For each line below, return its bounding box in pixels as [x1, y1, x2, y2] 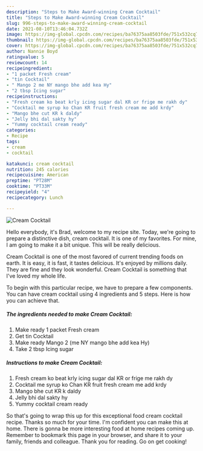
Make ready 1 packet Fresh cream [14, 326, 100, 333]
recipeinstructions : [6, 93, 59, 99]
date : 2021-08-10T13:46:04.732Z [6, 25, 88, 32]
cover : [6, 43, 23, 49]
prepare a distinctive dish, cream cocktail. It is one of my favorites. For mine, [6, 235, 197, 242]
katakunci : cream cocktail [6, 161, 74, 167]
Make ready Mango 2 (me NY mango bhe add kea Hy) [14, 339, 150, 346]
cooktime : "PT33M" [6, 183, 53, 190]
